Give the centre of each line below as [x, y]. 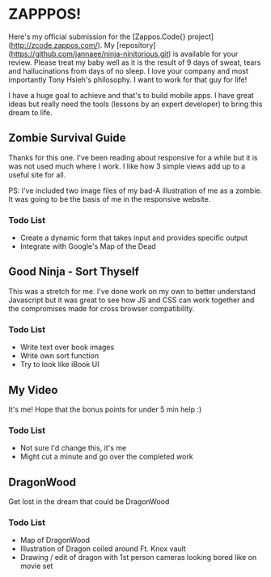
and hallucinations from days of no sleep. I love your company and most [129, 71]
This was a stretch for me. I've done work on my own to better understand [132, 291]
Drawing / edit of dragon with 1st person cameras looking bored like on [138, 558]
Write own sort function [59, 356]
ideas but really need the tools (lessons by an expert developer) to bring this [135, 104]
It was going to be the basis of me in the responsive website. [110, 199]
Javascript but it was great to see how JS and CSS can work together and [131, 300]
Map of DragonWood [55, 541]
